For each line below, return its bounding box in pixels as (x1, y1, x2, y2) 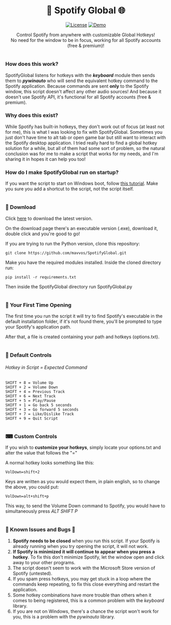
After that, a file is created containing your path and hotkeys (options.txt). (5, 334, 160, 340)
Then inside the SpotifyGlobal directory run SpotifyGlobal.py (5, 283, 133, 290)
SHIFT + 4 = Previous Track (5, 389, 65, 394)
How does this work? (5, 61, 59, 68)
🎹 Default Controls (5, 352, 52, 359)
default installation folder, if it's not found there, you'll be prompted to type (5, 318, 162, 324)
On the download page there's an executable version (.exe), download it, (5, 225, 158, 231)
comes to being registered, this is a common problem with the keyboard (12, 597, 164, 604)
